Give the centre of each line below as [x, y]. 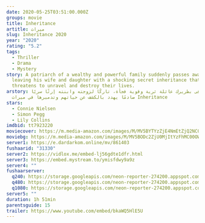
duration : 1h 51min [31, 199]
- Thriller [26, 57]
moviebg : [17, 137]
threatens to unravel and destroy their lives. [74, 86]
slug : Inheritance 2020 [37, 35]
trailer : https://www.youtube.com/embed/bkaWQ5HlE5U [75, 211]
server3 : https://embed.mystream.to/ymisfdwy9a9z [71, 159]
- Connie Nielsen [34, 108]
